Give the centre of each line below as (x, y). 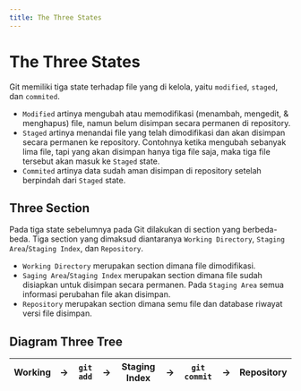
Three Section (50, 208)
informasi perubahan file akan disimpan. (96, 294)
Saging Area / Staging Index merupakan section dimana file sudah (142, 276)
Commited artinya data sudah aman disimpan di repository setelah (142, 170)
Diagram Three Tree (66, 341)
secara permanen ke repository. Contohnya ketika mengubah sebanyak (154, 142)
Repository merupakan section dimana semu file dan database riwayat (152, 304)
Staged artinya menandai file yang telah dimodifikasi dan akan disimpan (154, 132)
